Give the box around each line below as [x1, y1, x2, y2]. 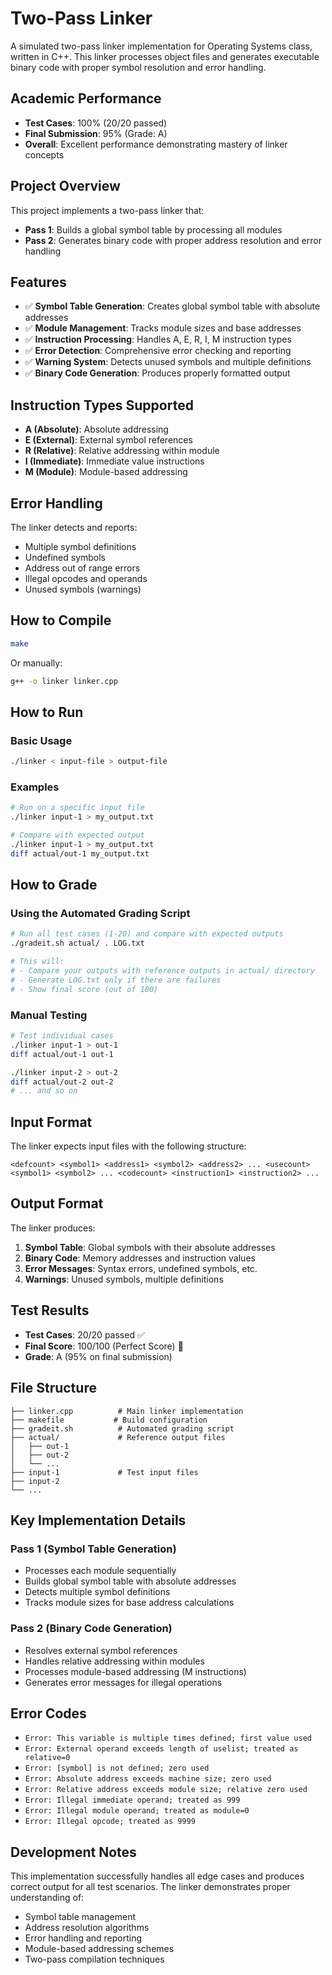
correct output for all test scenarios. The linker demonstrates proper [10, 1881, 291, 1893]
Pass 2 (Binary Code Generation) [10, 1622, 173, 1636]
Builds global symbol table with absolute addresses [24, 1575, 237, 1587]
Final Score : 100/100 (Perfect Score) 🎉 [24, 1340, 184, 1352]
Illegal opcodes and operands [24, 573, 148, 584]
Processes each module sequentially [24, 1565, 177, 1577]
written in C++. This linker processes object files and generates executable [10, 50, 320, 62]
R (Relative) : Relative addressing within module [24, 445, 220, 457]
